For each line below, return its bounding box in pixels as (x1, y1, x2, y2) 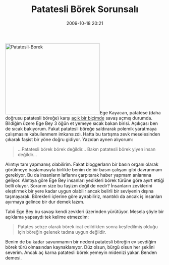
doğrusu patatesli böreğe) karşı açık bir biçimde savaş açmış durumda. (5, 115, 153, 121)
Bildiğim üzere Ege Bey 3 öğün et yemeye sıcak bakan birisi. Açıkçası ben (5, 120, 158, 126)
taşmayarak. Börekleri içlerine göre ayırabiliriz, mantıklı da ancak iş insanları (5, 193, 162, 200)
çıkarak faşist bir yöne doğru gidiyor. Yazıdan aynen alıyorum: (5, 136, 133, 142)
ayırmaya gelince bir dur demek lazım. (5, 198, 85, 205)
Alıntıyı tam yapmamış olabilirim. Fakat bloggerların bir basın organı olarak (5, 161, 159, 167)
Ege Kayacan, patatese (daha (100, 109, 161, 115)
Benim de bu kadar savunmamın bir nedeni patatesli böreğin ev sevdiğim (5, 238, 156, 245)
